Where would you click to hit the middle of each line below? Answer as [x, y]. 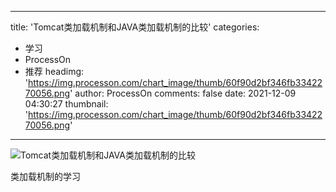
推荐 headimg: [54, 71]
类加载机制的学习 [45, 176]
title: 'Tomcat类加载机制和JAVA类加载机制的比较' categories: [135, 27]
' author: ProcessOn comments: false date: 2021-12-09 [183, 93]
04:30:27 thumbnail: [66, 104]
